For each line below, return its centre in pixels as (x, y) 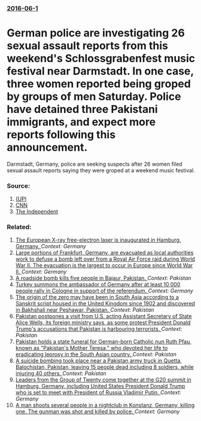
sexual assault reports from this (87, 46)
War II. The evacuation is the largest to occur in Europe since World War (104, 266)
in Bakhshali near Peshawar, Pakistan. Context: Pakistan (85, 310)
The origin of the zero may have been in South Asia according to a (97, 297)
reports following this (61, 135)
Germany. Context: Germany (51, 246)
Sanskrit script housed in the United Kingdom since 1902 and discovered (105, 304)
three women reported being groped (99, 84)
